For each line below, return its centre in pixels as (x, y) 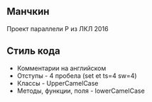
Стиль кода (34, 51)
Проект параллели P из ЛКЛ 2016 (58, 28)
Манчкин (28, 12)
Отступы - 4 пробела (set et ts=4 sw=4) (77, 75)
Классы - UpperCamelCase (58, 83)
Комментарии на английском (61, 68)
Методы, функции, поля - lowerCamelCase (81, 91)
